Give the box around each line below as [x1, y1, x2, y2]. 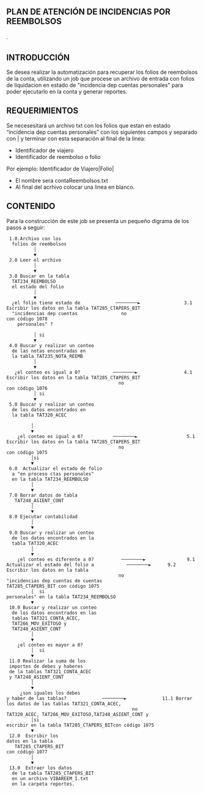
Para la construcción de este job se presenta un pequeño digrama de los [6, 217, 189, 224]
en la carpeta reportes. [12, 781, 75, 787]
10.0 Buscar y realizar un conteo [9, 604, 97, 610]
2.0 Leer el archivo [9, 257, 62, 263]
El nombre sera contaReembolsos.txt [15, 177, 109, 184]
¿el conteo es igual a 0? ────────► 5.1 [17, 433, 195, 439]
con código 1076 [6, 385, 48, 392]
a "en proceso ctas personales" [12, 470, 95, 477]
